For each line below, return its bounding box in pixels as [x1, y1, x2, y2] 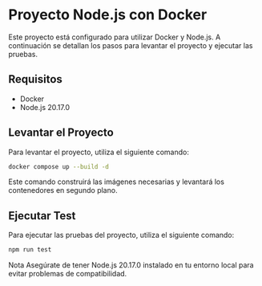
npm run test [8, 246, 52, 254]
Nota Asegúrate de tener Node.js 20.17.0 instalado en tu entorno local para [8, 260, 254, 270]
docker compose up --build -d [8, 162, 110, 170]
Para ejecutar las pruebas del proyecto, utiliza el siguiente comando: [8, 231, 235, 240]
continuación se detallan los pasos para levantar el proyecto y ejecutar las [8, 40, 253, 50]
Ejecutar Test [8, 209, 76, 223]
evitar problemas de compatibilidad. [8, 269, 127, 279]
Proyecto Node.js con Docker [8, 6, 208, 24]
